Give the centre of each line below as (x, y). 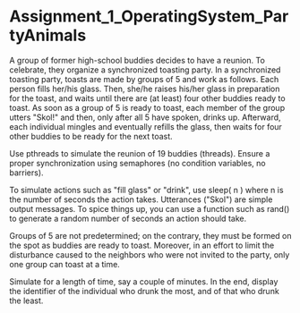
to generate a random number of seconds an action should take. (128, 218)
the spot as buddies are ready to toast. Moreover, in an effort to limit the (142, 245)
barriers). (26, 173)
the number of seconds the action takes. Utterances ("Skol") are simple (141, 199)
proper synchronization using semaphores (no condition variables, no (137, 163)
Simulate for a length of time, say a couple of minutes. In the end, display (144, 281)
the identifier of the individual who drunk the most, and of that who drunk (144, 291)
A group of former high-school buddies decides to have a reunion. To (137, 60)
